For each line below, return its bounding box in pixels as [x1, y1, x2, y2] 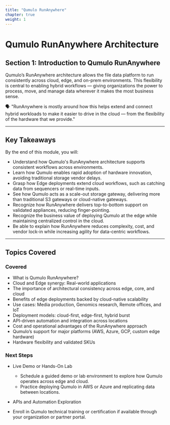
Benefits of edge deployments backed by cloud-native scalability [12, 296, 148, 302]
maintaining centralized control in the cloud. [12, 218, 105, 224]
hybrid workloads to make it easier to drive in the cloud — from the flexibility [5, 111, 164, 117]
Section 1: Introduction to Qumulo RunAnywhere [5, 59, 160, 67]
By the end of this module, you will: [5, 149, 78, 155]
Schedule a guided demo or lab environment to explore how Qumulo [20, 373, 163, 379]
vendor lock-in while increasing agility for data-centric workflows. [12, 228, 150, 235]
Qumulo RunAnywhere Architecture [5, 38, 159, 50]
